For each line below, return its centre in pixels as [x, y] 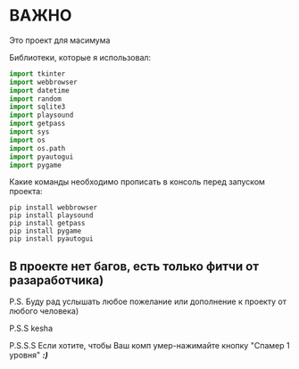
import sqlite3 [37, 107]
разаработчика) [57, 280]
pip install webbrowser [54, 208]
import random [36, 99]
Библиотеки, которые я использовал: [80, 57]
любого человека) [44, 311]
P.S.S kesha [31, 328]
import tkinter [37, 74]
